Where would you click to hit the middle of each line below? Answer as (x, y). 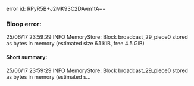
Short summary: (27, 57)
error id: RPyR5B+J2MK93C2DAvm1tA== (56, 9)
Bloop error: (24, 24)
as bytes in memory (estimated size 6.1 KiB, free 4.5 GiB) (75, 44)
